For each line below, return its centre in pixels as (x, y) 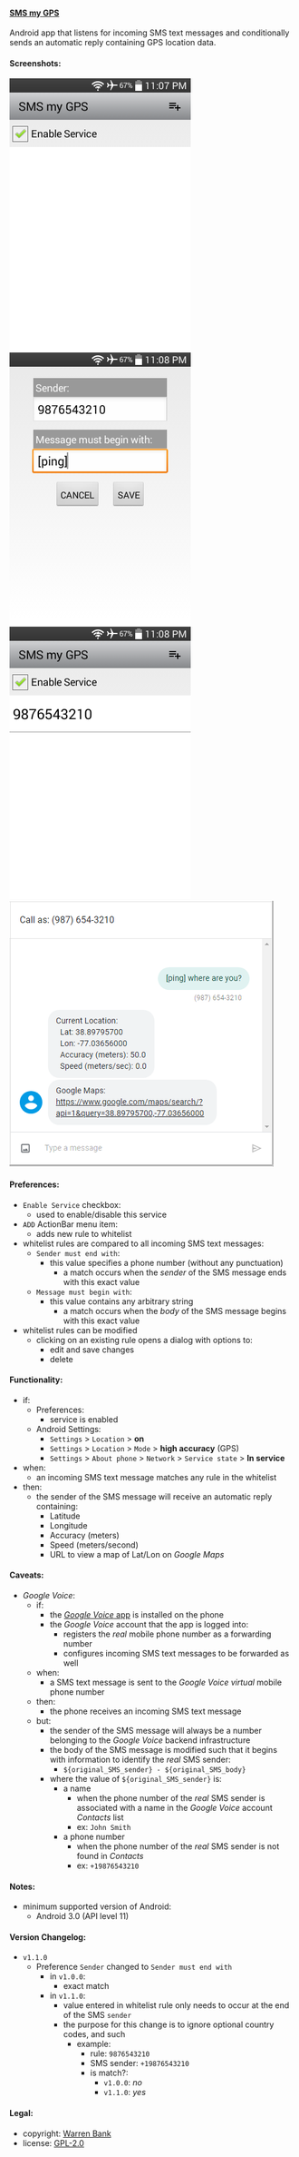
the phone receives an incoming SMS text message (145, 1711)
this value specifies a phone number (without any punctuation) (166, 1262)
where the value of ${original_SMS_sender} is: (135, 1779)
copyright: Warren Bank (67, 2133)
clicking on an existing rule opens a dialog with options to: (145, 1340)
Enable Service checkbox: (72, 1204)
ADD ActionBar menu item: (70, 1224)
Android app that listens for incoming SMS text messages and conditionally (149, 33)
